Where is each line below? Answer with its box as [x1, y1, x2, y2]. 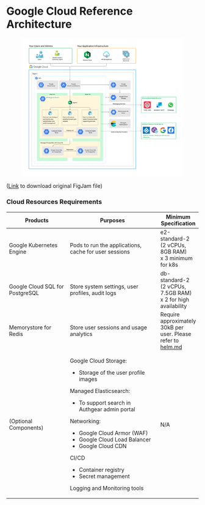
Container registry [79, 466, 125, 474]
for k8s [160, 261, 179, 269]
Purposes [99, 216, 125, 224]
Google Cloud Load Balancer [79, 436, 151, 443]
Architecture [6, 17, 72, 31]
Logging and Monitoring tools [70, 485, 144, 492]
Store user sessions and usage [70, 323, 148, 331]
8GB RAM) [160, 248, 187, 255]
